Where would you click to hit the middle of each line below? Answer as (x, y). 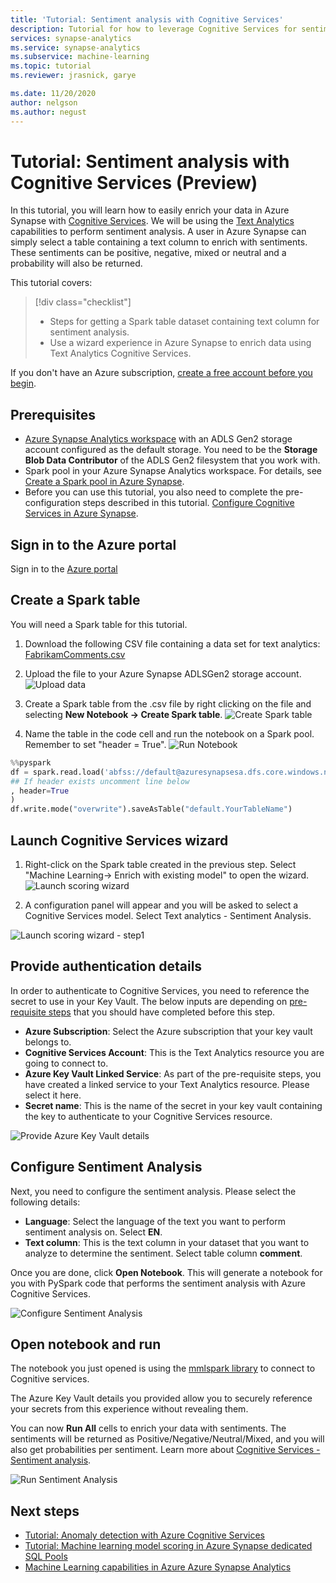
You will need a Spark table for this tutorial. (99, 624)
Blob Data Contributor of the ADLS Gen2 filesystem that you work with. (172, 460)
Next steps (45, 1511)
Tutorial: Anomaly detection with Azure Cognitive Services (144, 1535)
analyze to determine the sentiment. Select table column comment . (163, 1253)
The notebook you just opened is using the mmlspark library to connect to (163, 1368)
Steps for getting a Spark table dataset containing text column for (184, 322)
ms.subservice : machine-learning (80, 57)
